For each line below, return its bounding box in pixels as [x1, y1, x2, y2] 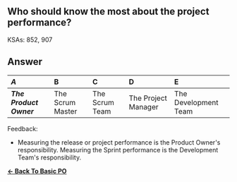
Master [54, 106, 78, 116]
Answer [7, 56, 43, 68]
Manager [128, 102, 159, 111]
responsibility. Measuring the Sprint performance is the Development [17, 145, 219, 154]
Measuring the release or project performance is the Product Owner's [17, 138, 221, 147]
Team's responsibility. [17, 153, 82, 162]
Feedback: [7, 124, 38, 133]
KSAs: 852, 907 [7, 35, 53, 44]
